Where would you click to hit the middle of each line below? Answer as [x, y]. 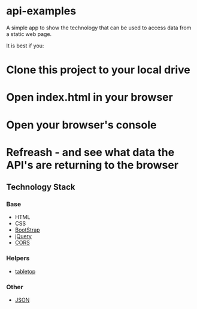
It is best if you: [25, 46]
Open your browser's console [81, 125]
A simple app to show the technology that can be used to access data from [99, 28]
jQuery [23, 236]
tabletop [25, 271]
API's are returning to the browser [92, 165]
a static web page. [29, 34]
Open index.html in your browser [90, 97]
